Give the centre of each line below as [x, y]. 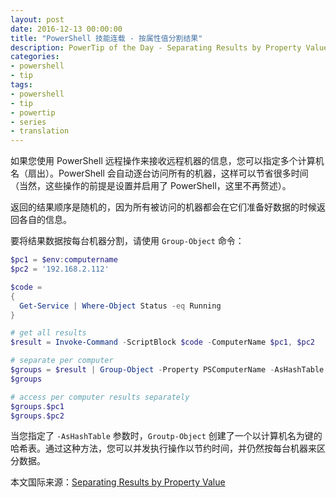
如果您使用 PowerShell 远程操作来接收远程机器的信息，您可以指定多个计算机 [167, 161]
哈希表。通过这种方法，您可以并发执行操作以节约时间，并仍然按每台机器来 [163, 448]
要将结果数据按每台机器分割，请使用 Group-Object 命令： [127, 241]
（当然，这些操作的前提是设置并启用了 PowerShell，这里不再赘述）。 [151, 186]
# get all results [48, 333]
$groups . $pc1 [37, 406]
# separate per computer [62, 361]
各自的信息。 [45, 220]
